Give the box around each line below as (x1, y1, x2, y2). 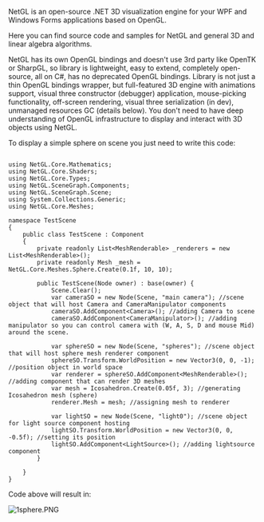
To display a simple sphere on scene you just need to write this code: (8, 138, 236, 147)
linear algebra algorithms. (8, 39, 93, 49)
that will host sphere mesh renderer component (8, 349, 170, 357)
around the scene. (8, 329, 69, 337)
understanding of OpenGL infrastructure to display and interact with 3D (8, 114, 242, 123)
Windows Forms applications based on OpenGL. (8, 15, 167, 25)
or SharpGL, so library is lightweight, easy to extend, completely (8, 63, 219, 73)
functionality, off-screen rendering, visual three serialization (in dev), (8, 98, 234, 106)
